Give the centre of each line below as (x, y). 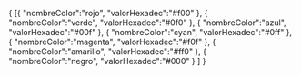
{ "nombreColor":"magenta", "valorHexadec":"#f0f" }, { (112, 42)
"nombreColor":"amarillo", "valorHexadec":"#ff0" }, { (107, 52)
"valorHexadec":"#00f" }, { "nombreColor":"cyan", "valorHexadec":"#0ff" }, (150, 32)
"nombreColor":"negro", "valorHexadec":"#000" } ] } (107, 61)
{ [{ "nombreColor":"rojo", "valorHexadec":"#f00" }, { (108, 13)
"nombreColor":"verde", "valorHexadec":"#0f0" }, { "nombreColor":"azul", (148, 23)
